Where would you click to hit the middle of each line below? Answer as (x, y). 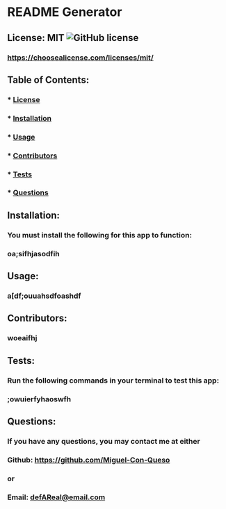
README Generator (65, 12)
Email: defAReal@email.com (56, 497)
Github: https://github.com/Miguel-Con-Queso (89, 460)
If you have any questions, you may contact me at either (104, 441)
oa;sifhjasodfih (34, 253)
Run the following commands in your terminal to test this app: (113, 381)
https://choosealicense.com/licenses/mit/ (81, 58)
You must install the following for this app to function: (100, 235)
